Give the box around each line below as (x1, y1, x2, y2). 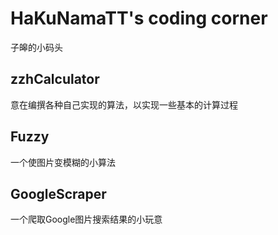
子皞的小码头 (10, 41, 63, 53)
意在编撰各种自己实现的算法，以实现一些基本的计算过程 (10, 98, 238, 111)
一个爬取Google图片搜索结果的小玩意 (10, 213, 163, 226)
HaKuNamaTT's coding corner (10, 7, 268, 30)
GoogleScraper (10, 185, 107, 202)
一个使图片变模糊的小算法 (10, 156, 116, 168)
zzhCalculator (10, 71, 100, 88)
